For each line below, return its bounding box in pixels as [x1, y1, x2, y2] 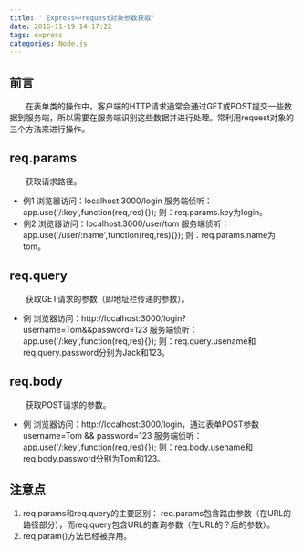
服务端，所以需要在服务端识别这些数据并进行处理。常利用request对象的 [25, 112, 295, 123]
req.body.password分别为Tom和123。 [22, 452, 166, 463]
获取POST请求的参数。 [26, 399, 111, 410]
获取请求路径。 [26, 175, 82, 187]
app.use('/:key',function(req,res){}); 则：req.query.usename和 [22, 335, 256, 347]
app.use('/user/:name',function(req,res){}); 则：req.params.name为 [22, 229, 277, 240]
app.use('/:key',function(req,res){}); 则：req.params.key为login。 [22, 206, 267, 217]
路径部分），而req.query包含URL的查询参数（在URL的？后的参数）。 [22, 519, 276, 530]
